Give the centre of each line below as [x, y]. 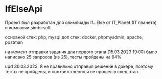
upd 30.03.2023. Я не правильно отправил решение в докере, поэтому [79, 66]
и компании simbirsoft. [29, 27]
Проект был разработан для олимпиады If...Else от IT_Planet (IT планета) [81, 22]
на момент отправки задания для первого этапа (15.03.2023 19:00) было [81, 52]
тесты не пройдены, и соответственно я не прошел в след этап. [72, 71]
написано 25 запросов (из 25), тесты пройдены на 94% [63, 57]
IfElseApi [24, 9]
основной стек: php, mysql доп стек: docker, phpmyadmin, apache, [74, 37]
